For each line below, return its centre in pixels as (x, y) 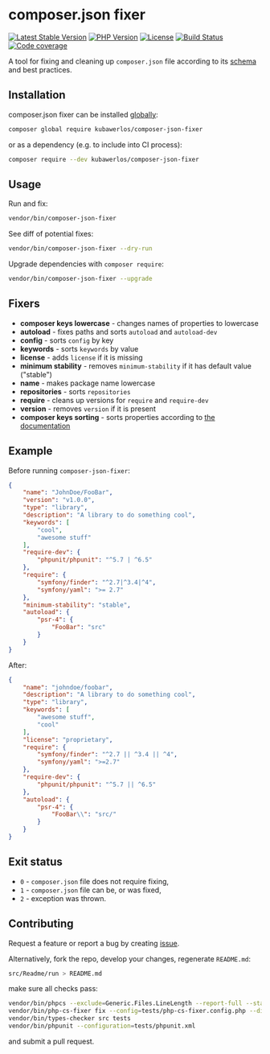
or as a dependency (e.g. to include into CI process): (95, 144)
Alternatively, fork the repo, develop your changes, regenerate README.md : (130, 958)
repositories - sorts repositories (75, 391)
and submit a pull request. (51, 1041)
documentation (45, 426)
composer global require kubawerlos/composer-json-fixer (106, 129)
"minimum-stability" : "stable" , (77, 605)
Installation (37, 95)
